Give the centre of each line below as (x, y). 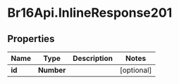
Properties (31, 39)
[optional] (136, 70)
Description (93, 58)
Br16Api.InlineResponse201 (90, 13)
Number (52, 70)
